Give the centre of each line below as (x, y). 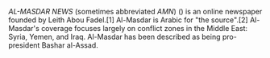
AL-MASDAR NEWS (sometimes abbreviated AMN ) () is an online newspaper (135, 12)
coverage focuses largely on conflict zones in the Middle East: (145, 28)
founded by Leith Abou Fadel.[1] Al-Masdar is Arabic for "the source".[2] (128, 20)
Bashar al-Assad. (70, 45)
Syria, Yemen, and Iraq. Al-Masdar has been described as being (114, 37)
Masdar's (24, 28)
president (24, 45)
